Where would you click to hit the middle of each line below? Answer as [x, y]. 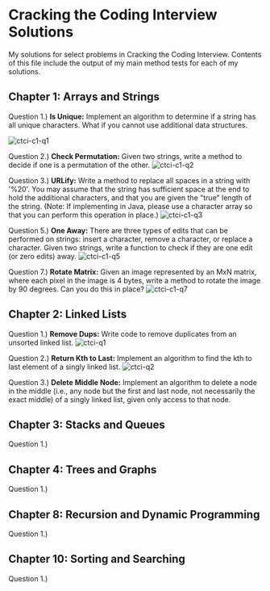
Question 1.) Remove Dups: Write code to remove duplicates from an [123, 333]
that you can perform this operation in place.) [83, 215]
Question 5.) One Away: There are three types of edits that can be [118, 230]
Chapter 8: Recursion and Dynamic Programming [134, 514]
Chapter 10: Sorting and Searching [97, 559]
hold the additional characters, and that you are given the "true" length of [130, 197]
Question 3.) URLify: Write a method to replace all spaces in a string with [129, 180]
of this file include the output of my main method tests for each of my [123, 63]
